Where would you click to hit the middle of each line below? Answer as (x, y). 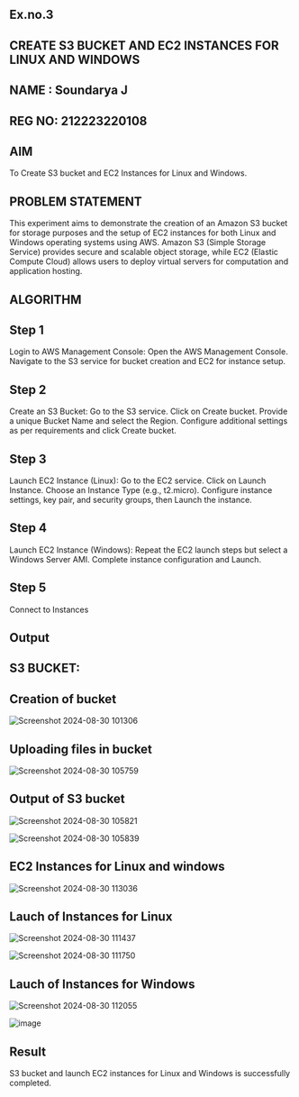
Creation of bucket (63, 699)
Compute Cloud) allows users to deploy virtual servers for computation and (149, 261)
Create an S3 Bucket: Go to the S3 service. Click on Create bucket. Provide (149, 411)
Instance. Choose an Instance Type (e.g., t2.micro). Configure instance (141, 490)
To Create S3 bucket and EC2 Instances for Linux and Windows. (128, 173)
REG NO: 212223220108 (78, 121)
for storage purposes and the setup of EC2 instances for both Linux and (143, 233)
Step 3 (28, 459)
